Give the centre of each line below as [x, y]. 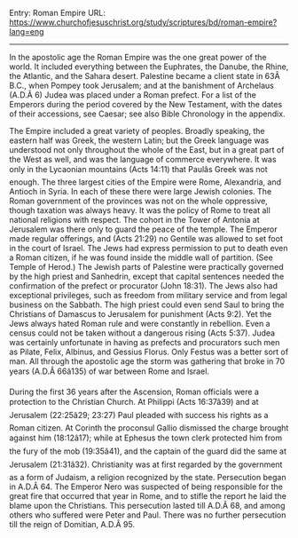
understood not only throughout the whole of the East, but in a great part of [147, 150]
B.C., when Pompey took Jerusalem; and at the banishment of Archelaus [142, 85]
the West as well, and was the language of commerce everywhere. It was [143, 159]
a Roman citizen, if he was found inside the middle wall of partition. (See [141, 257]
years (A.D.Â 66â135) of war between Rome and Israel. [110, 371]
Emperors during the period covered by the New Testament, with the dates [146, 104]
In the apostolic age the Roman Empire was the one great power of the [138, 57]
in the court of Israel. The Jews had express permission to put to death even [149, 248]
